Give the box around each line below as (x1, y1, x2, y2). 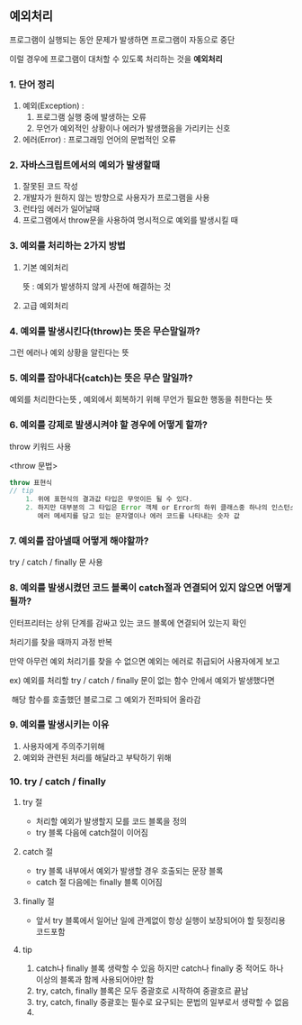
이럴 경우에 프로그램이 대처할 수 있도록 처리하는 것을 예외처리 (9, 53, 223, 64)
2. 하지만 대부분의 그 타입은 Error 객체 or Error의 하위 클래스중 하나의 (25, 503, 268, 512)
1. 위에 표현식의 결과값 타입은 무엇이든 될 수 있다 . (25, 495, 193, 504)
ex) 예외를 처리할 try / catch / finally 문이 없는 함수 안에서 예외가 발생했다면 (9, 674, 276, 685)
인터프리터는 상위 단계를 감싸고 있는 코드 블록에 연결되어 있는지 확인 (9, 617, 247, 628)
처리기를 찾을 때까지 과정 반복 (9, 636, 113, 647)
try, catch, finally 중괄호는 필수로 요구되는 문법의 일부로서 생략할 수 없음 (35, 997, 289, 1008)
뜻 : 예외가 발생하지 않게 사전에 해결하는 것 (22, 280, 172, 291)
